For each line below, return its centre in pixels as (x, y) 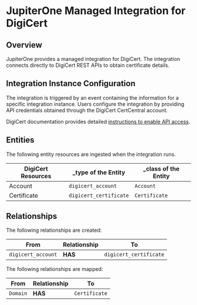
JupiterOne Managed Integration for (96, 11)
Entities (20, 140)
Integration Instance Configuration (71, 84)
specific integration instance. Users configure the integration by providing (95, 104)
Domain (18, 294)
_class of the (162, 168)
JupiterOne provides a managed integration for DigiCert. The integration (93, 59)
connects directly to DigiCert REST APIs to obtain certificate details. (88, 65)
